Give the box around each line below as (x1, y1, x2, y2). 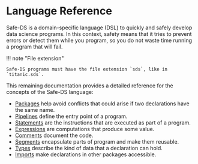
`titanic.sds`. (6, 71, 44, 77)
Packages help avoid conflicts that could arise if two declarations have (14, 100, 190, 107)
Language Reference (6, 4, 112, 18)
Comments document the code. (14, 132, 94, 139)
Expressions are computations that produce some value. (14, 125, 155, 132)
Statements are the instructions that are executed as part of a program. (14, 119, 191, 126)
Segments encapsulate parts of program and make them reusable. (14, 138, 179, 145)
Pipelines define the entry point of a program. (14, 113, 128, 120)
